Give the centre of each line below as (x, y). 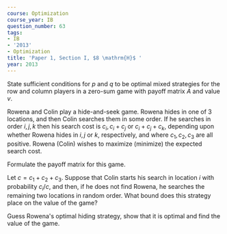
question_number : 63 (37, 26)
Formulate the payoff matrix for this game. (66, 164)
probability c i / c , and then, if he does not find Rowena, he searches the (106, 187)
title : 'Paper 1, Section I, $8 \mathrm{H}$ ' (75, 58)
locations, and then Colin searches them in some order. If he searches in (109, 119)
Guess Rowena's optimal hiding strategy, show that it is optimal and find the (114, 216)
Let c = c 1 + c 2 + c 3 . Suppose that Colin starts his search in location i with (110, 179)
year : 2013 (23, 64)
